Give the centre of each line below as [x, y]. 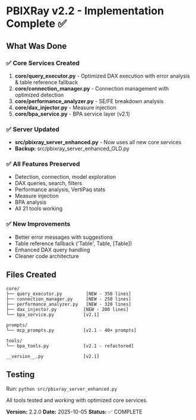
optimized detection [39, 95]
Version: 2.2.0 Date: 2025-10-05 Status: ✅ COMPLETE [74, 412]
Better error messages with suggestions [64, 237]
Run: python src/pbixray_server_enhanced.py [62, 389]
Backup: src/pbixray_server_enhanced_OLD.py [72, 149]
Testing [20, 374]
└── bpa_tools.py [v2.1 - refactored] [70, 346]
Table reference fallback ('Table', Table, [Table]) [73, 243]
